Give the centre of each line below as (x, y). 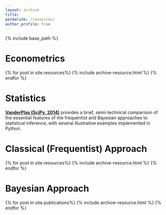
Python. (13, 129)
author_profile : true (28, 24)
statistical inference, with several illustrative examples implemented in (78, 123)
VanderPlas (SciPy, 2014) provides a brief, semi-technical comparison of (81, 113)
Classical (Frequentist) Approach (76, 149)
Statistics (26, 98)
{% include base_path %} (32, 38)
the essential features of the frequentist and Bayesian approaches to (76, 118)
